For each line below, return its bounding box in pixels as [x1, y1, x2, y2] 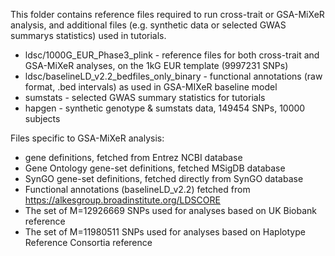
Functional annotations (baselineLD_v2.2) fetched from [24, 184, 251, 195]
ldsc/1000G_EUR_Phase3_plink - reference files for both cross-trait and [24, 49, 320, 61]
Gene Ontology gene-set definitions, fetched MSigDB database [24, 162, 286, 174]
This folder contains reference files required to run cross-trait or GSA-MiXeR [10, 9, 325, 20]
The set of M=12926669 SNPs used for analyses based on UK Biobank [24, 205, 318, 216]
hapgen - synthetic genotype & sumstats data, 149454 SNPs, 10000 [24, 102, 306, 114]
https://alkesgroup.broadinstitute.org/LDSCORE [24, 194, 221, 206]
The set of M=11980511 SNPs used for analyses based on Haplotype [24, 226, 306, 238]
